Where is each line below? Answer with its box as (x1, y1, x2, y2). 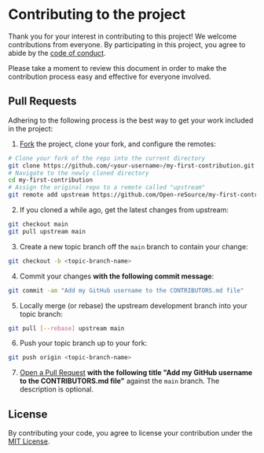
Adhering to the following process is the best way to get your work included (8, 116, 254, 125)
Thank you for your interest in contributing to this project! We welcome (8, 31, 237, 41)
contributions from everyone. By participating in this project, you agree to (8, 39, 246, 49)
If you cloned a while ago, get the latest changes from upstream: (19, 205, 229, 214)
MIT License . (8, 436, 50, 446)
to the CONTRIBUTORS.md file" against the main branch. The (19, 376, 220, 386)
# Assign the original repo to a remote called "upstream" (8, 183, 206, 192)
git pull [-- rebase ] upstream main (8, 324, 125, 332)
